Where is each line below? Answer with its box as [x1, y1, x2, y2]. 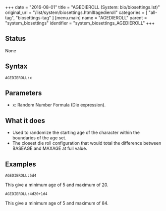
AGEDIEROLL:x [5, 75, 32, 80]
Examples [5, 160, 36, 168]
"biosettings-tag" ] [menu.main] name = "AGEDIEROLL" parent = [15, 15, 147, 20]
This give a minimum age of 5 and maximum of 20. [5, 182, 109, 188]
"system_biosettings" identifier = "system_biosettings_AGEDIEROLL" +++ [5, 20, 155, 26]
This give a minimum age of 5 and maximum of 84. [5, 200, 109, 206]
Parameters [5, 89, 42, 98]
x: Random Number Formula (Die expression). [12, 102, 106, 108]
